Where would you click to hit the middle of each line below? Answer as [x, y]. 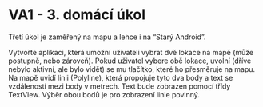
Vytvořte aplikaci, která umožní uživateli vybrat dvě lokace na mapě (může [131, 52]
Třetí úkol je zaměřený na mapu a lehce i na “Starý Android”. [107, 37]
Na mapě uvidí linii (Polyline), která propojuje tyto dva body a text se [121, 77]
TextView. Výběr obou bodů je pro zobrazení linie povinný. [104, 94]
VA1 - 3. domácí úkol [77, 15]
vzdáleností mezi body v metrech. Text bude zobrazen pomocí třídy [120, 86]
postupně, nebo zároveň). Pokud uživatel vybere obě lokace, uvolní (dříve [130, 61]
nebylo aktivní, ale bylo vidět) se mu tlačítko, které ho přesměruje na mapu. [132, 69]
